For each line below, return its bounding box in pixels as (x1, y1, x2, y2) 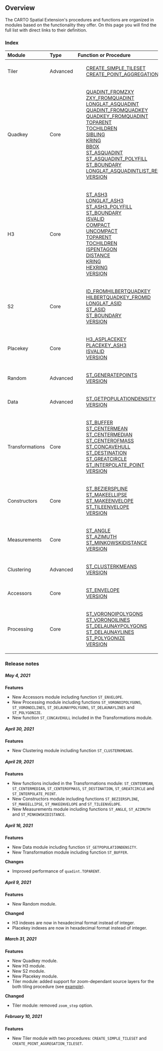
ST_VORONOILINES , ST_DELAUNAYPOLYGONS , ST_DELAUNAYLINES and (12, 704, 135, 710)
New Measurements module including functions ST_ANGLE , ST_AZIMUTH (12, 806, 151, 812)
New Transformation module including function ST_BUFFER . (12, 849, 129, 855)
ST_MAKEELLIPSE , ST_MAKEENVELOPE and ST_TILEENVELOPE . (12, 801, 122, 806)
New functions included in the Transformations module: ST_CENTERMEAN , (12, 780, 154, 786)
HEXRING (85, 264, 108, 271)
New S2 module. (12, 968, 46, 974)
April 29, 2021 (5, 758, 34, 765)
